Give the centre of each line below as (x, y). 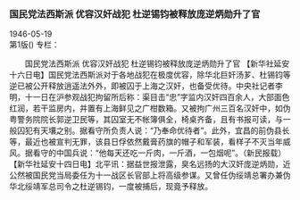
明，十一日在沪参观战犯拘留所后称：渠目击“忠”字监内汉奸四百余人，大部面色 (150, 97)
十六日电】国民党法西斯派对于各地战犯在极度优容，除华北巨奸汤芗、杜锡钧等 (150, 75)
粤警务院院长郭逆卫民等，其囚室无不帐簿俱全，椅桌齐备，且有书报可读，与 (146, 120)
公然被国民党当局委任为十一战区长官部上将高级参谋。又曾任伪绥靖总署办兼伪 (150, 175)
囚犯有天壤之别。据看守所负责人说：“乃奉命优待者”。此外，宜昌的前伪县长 (153, 130)
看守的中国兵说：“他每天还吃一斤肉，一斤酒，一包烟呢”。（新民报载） (159, 153)
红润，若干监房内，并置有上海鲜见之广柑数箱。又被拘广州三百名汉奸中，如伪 (150, 108)
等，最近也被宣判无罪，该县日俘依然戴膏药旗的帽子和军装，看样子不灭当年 (146, 142)
